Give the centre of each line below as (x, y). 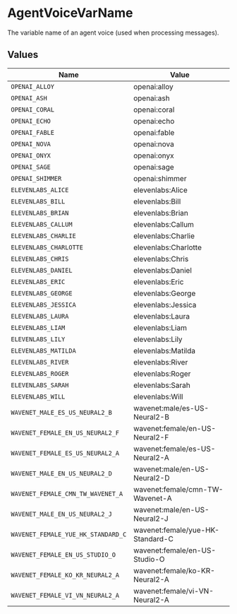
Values (23, 55)
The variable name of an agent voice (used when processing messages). (113, 33)
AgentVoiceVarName (70, 13)
